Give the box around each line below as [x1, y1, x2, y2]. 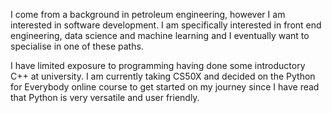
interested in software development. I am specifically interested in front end [10, 19, 322, 31]
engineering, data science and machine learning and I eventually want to [10, 30, 310, 41]
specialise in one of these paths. [10, 40, 144, 52]
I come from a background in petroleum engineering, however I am [10, 9, 286, 20]
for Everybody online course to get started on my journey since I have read [10, 81, 320, 93]
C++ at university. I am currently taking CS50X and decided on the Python [10, 70, 316, 82]
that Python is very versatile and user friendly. [10, 92, 200, 103]
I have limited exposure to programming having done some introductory [10, 60, 306, 71]
